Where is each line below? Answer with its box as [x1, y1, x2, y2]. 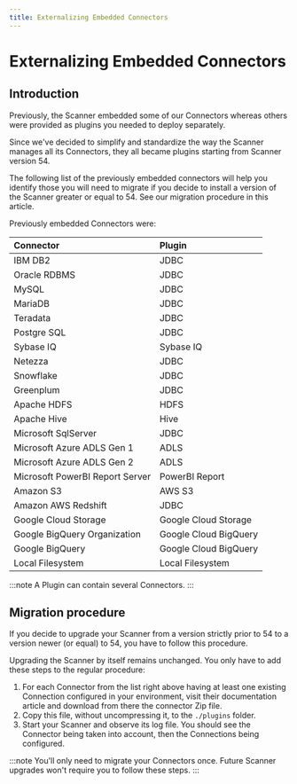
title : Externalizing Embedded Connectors [9, 12, 168, 22]
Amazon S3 [13, 484, 62, 497]
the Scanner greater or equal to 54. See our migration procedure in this [9, 192, 269, 202]
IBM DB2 [13, 254, 51, 266]
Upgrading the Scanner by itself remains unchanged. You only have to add [9, 655, 282, 666]
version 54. [9, 155, 51, 166]
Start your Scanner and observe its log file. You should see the [21, 719, 251, 730]
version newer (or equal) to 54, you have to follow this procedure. [9, 638, 248, 648]
